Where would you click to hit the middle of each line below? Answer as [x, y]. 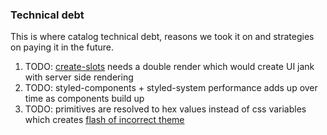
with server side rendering [79, 77]
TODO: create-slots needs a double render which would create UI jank [169, 67]
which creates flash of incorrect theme [104, 120]
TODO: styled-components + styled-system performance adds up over [171, 88]
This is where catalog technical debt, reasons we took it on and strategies [162, 37]
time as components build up [84, 99]
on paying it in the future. [62, 47]
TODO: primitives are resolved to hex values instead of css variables [165, 109]
